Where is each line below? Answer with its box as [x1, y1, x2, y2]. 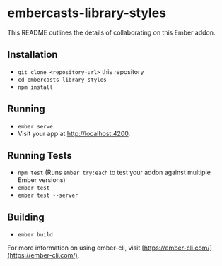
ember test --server [17, 192, 78, 199]
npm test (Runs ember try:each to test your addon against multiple [17, 168, 211, 177]
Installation [7, 49, 58, 61]
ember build [17, 231, 53, 238]
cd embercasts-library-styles [17, 76, 107, 83]
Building [7, 211, 45, 223]
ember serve [17, 123, 53, 130]
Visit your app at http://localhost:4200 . [17, 129, 131, 138]
